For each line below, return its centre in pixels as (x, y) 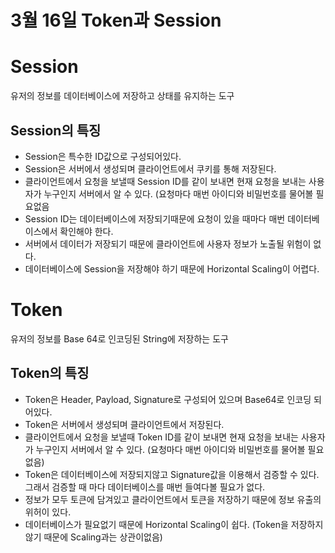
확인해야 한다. (86, 231)
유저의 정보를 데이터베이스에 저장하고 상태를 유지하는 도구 (122, 96)
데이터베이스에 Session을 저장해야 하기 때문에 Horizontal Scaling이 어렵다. (172, 268)
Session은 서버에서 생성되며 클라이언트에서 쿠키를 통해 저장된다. (150, 168)
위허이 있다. (48, 512)
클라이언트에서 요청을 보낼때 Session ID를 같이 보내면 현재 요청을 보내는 (165, 181)
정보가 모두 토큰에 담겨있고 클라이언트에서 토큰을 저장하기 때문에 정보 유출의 (173, 499)
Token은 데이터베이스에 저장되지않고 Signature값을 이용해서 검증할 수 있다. (172, 474)
